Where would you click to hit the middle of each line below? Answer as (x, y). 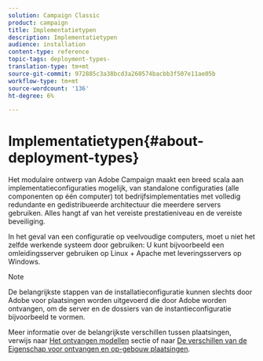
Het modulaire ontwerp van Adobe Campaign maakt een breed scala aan (126, 180)
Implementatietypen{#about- (106, 141)
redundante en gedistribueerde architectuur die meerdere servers (115, 205)
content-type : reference (49, 52)
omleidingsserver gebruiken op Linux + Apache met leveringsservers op (125, 253)
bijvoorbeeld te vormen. (47, 317)
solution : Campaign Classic (54, 15)
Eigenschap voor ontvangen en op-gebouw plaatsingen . (99, 349)
